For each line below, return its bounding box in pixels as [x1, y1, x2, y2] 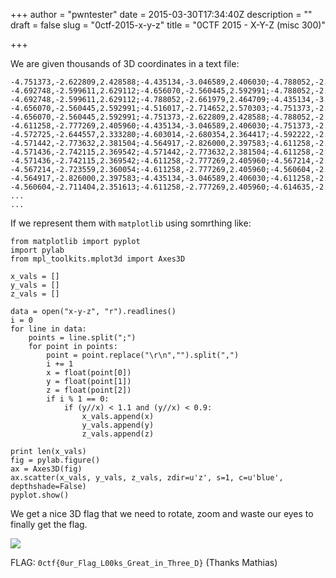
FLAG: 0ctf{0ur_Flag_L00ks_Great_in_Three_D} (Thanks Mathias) [10, 557, 278, 568]
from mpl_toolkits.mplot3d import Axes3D [10, 254, 186, 264]
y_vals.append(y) [81, 420, 155, 430]
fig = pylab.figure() [10, 455, 101, 465]
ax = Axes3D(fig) [10, 464, 83, 474]
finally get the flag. [10, 519, 88, 530]
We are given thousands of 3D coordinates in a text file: [10, 58, 240, 69]
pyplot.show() [10, 490, 70, 500]
